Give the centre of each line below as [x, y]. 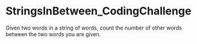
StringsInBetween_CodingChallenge [98, 11]
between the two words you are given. [53, 34]
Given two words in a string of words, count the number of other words [94, 28]
